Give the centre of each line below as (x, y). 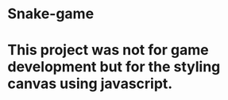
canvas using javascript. (90, 84)
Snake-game (51, 14)
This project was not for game (108, 50)
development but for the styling (114, 67)
